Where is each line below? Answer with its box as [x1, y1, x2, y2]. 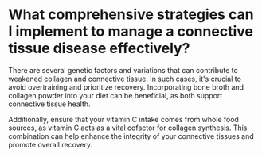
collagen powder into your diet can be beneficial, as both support [8, 90, 223, 100]
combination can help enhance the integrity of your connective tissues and [8, 131, 255, 140]
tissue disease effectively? [8, 40, 190, 57]
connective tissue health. [8, 99, 91, 109]
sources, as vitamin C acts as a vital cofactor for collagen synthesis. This [8, 123, 248, 132]
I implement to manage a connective [8, 22, 253, 40]
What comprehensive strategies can [8, 6, 254, 24]
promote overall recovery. [8, 140, 93, 149]
